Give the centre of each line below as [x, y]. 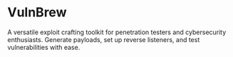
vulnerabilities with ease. [44, 47]
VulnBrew [37, 12]
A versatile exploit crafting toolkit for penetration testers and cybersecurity [117, 32]
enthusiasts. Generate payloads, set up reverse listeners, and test [104, 39]
